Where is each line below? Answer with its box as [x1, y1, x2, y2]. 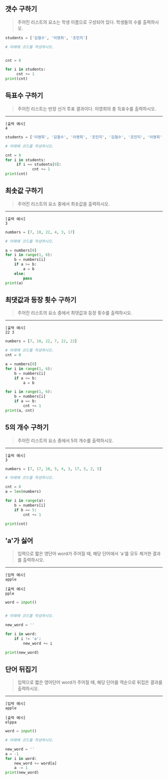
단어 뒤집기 [5, 665, 37, 674]
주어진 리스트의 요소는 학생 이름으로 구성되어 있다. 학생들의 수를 [17, 19, 141, 25]
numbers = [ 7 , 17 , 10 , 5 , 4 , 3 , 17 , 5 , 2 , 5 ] [5, 466, 102, 471]
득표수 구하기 [5, 91, 43, 100]
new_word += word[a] [14, 760, 57, 766]
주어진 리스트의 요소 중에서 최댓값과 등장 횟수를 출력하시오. [17, 310, 132, 316]
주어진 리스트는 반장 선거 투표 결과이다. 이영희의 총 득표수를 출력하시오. [17, 105, 156, 112]
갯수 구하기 [5, 5, 37, 14]
